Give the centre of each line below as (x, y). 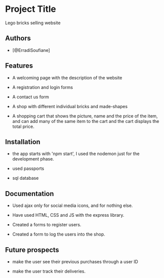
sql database (25, 178)
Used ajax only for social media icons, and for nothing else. (73, 205)
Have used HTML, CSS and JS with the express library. (68, 215)
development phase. (33, 159)
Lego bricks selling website (33, 23)
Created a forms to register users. (47, 225)
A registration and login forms (42, 87)
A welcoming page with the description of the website (67, 78)
